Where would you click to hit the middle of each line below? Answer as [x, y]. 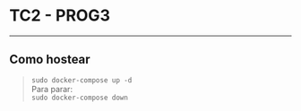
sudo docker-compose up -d [82, 80]
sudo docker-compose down [79, 98]
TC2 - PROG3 [60, 16]
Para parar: [52, 89]
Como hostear [50, 60]
